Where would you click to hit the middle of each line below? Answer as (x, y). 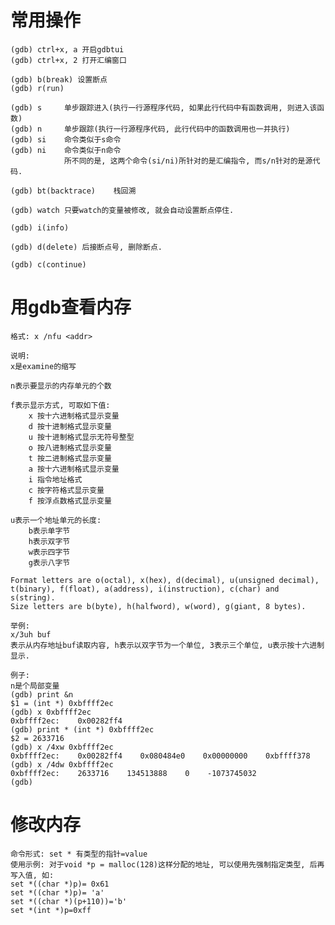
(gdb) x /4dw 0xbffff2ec (62, 764)
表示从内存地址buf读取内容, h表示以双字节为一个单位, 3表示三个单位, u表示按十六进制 (167, 645)
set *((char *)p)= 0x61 (60, 884)
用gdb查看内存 (71, 307)
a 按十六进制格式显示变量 (74, 469)
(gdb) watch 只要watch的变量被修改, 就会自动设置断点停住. (122, 210)
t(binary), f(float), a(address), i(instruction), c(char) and (145, 589)
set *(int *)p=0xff (51, 910)
